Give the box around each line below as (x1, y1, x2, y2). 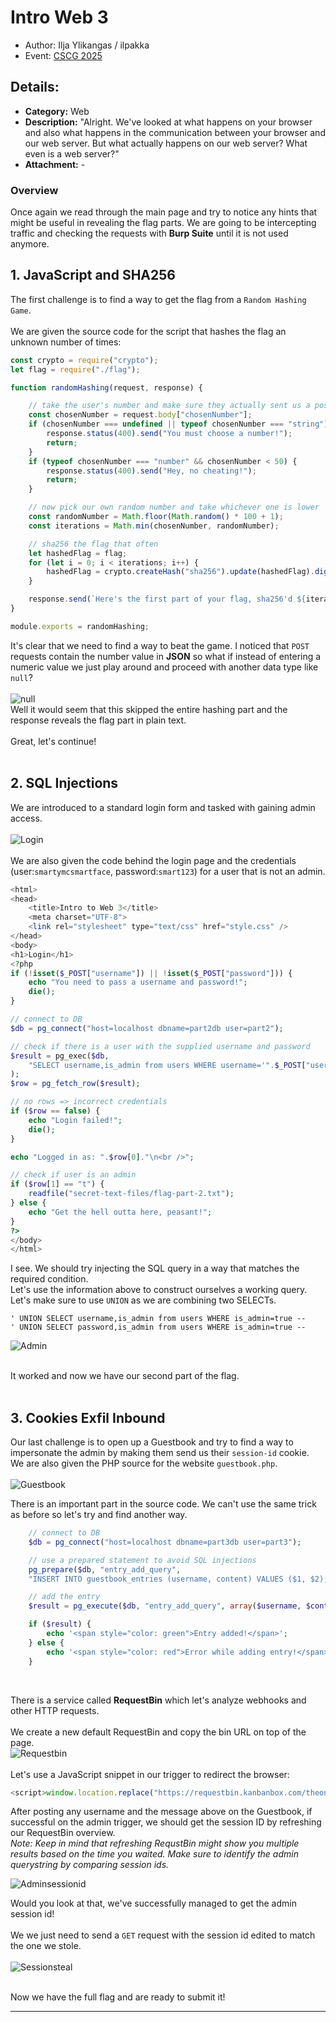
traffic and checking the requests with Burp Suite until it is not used (10, 227, 289, 240)
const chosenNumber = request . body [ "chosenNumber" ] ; (28, 410, 253, 420)
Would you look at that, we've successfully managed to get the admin (10, 1897, 297, 1910)
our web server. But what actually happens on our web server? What (24, 137, 308, 149)
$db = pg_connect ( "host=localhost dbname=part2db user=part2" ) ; (10, 1023, 284, 1033)
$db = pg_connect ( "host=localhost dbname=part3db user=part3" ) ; (28, 1537, 302, 1547)
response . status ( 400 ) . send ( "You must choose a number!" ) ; (46, 429, 293, 439)
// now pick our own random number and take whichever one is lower (28, 502, 320, 513)
